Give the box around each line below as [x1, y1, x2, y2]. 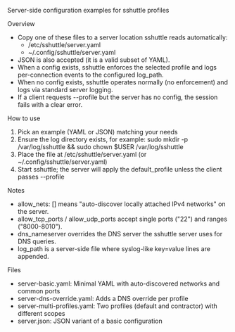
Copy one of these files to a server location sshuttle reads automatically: [17, 33, 228, 41]
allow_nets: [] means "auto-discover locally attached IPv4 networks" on [17, 200, 227, 208]
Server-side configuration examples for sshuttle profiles [7, 6, 170, 14]
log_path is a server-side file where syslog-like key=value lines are [17, 245, 211, 253]
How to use [7, 114, 41, 122]
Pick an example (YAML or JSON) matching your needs [17, 128, 178, 136]
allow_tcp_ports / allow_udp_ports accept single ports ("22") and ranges [17, 215, 227, 223]
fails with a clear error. [17, 101, 83, 108]
